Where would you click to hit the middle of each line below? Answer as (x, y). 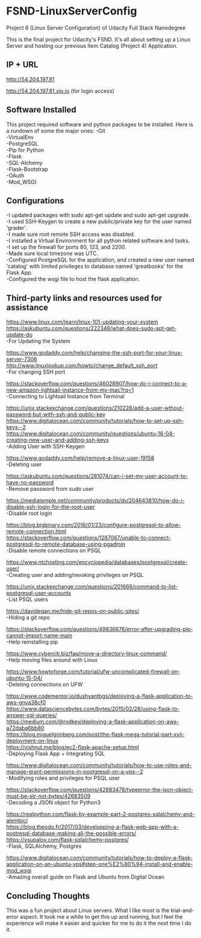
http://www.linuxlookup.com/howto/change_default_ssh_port (82, 366)
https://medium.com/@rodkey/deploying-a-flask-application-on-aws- (93, 722)
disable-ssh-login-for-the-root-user (51, 507)
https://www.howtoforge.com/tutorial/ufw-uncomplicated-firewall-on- (93, 671)
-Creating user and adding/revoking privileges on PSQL (75, 575)
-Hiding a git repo (28, 617)
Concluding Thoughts (48, 896)
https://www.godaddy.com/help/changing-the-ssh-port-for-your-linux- (94, 353)
